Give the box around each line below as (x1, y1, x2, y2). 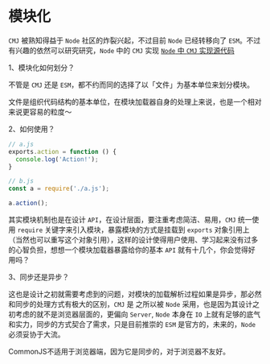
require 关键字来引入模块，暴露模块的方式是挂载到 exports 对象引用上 (17, 225, 250, 234)
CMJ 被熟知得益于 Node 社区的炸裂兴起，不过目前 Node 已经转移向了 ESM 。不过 (8, 35, 261, 45)
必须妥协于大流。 (8, 329, 65, 339)
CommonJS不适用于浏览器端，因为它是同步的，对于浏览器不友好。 (8, 347, 231, 357)
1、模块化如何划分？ (8, 62, 75, 72)
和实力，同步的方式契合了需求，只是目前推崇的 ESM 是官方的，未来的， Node (8, 320, 256, 329)
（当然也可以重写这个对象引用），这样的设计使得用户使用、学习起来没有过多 (8, 235, 259, 245)
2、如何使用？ (8, 124, 55, 134)
